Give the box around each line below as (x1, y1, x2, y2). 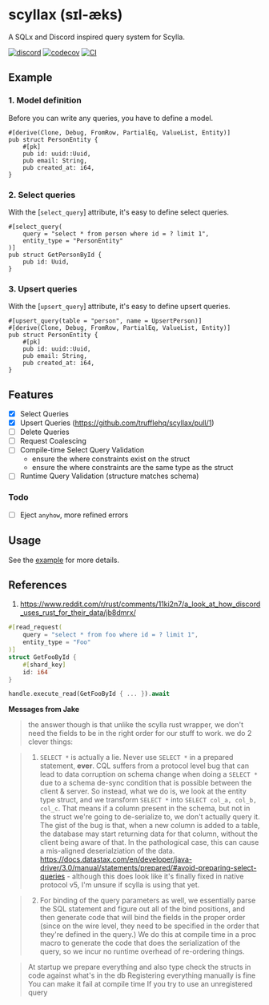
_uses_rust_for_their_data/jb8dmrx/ (19, 608, 136, 617)
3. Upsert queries (8, 283, 78, 294)
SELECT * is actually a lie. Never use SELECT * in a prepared (39, 753, 234, 762)
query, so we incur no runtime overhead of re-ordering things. (39, 947, 246, 956)
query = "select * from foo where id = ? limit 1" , (22, 631, 199, 639)
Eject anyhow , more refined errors (19, 510, 129, 520)
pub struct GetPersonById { (8, 251, 102, 259)
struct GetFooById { (8, 653, 78, 661)
